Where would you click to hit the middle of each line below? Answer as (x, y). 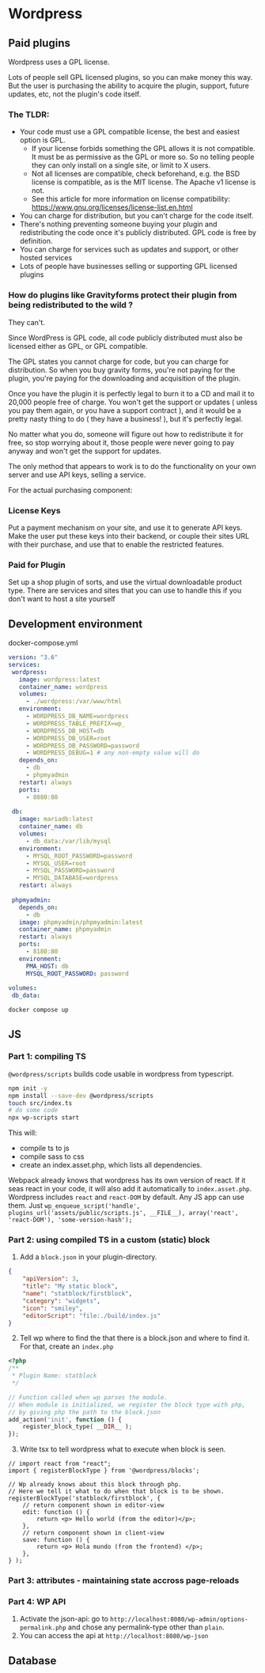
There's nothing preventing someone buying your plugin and (118, 224)
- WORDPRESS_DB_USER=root (68, 738)
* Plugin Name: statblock (54, 1376)
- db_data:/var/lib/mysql (68, 841)
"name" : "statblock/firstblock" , (78, 1294)
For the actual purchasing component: (70, 490)
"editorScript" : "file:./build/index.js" (91, 1315)
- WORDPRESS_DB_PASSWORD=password (83, 746)
